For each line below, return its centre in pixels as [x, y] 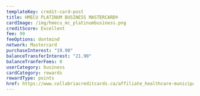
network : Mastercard [32, 45]
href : [13, 84]
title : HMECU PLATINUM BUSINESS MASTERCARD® [62, 17]
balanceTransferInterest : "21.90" [49, 56]
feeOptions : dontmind [33, 39]
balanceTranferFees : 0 [34, 61]
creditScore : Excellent [36, 28]
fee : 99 [16, 34]
